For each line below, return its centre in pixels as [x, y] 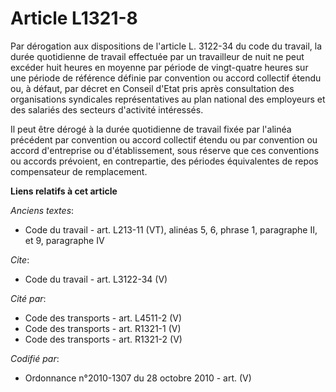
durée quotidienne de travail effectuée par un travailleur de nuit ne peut [157, 56]
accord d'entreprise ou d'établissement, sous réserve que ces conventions [165, 150]
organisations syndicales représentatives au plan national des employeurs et [168, 99]
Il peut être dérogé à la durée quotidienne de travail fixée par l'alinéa [151, 129]
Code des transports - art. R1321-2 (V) [103, 339]
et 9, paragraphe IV [64, 240]
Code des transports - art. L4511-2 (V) [103, 318]
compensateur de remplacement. [79, 171]
